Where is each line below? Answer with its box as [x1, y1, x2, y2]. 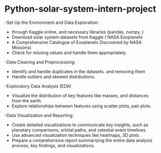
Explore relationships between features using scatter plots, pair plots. [11, 103, 152, 109]
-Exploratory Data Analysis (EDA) [4, 83, 71, 89]
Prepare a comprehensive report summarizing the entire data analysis [11, 137, 153, 143]
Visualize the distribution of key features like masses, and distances [11, 93, 149, 98]
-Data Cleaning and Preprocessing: [4, 59, 76, 65]
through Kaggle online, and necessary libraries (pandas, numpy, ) [11, 29, 144, 35]
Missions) [11, 44, 32, 50]
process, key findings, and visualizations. [11, 142, 95, 148]
